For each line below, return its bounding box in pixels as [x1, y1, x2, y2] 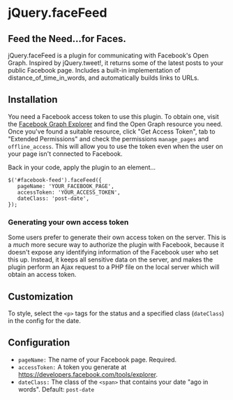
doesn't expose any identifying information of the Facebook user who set [8, 248, 219, 257]
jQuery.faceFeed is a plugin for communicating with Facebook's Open [8, 51, 209, 59]
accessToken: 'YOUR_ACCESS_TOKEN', [17, 189, 121, 196]
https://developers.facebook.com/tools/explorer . [17, 370, 158, 378]
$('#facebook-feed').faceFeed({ [8, 176, 102, 183]
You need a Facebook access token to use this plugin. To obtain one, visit [8, 112, 219, 120]
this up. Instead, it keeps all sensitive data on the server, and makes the [8, 255, 213, 264]
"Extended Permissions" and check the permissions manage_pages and [8, 134, 209, 143]
